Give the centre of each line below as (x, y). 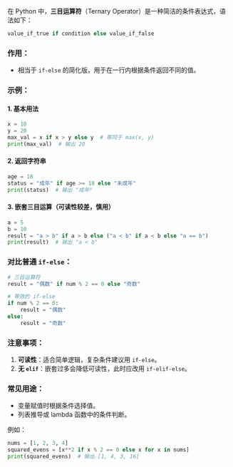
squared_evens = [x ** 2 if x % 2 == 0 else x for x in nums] (99, 450)
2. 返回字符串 (27, 161)
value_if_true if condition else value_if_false (81, 34)
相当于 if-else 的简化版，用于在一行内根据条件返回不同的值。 (109, 70)
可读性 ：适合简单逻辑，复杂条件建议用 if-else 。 (89, 360)
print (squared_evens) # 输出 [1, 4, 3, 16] (73, 457)
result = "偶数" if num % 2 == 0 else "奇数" (74, 284)
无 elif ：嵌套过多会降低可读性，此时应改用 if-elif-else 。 (104, 369)
